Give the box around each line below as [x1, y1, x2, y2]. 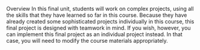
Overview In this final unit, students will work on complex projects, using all [6, 5, 194, 12]
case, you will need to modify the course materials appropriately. [6, 37, 168, 44]
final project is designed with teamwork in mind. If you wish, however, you [6, 24, 191, 31]
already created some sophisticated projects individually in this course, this [6, 18, 195, 25]
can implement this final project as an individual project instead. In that [6, 31, 183, 38]
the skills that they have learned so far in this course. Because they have [6, 11, 187, 19]
